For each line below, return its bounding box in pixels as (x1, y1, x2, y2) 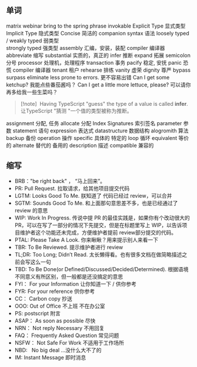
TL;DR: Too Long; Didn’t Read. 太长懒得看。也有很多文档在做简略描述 (14, 251, 182, 258)
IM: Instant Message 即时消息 (14, 353, 86, 361)
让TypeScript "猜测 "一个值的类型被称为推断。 (20, 107, 132, 114)
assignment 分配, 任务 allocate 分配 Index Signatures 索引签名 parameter (6, 119, 182, 126)
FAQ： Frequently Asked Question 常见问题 (14, 332, 119, 339)
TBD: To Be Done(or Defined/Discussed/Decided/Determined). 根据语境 (14, 265, 189, 272)
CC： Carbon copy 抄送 (14, 295, 72, 302)
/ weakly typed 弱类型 (6, 37, 59, 44)
